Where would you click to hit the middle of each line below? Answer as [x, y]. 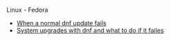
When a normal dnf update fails [61, 23]
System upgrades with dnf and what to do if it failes [90, 30]
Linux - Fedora [27, 10]
